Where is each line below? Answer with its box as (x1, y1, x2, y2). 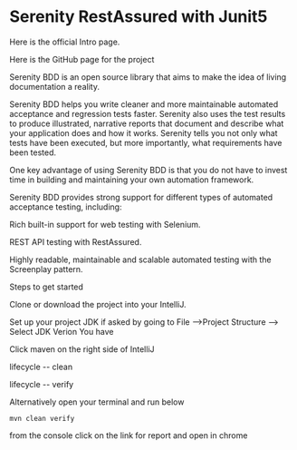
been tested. (9, 147, 57, 158)
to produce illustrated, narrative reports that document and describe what (9, 118, 284, 129)
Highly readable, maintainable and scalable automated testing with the (9, 254, 272, 265)
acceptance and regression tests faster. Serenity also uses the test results (9, 108, 286, 119)
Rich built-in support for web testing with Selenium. (9, 219, 201, 230)
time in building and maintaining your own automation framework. (9, 174, 254, 185)
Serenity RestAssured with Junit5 (9, 6, 268, 27)
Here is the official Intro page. (9, 36, 120, 47)
